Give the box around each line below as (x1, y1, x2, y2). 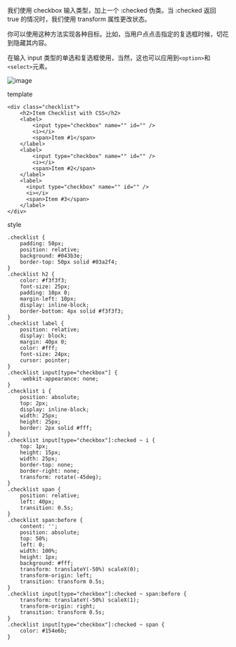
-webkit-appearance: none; (20, 375, 99, 382)
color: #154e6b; (20, 627, 68, 634)
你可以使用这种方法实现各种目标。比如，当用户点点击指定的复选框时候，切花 (7, 30, 229, 38)
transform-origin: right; (20, 603, 96, 610)
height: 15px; (20, 449, 61, 456)
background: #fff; (20, 560, 74, 567)
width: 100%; (20, 547, 58, 554)
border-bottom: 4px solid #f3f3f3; (20, 308, 124, 315)
